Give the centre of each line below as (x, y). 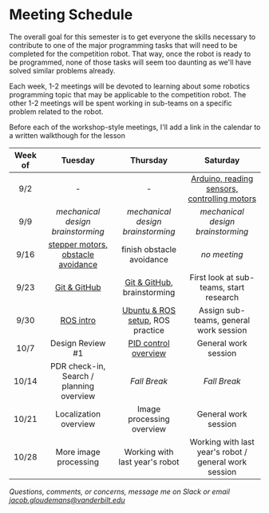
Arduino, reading (222, 179)
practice (149, 330)
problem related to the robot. (56, 111)
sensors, (222, 188)
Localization (78, 414)
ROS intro (78, 320)
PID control (149, 343)
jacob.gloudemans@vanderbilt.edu (67, 499)
